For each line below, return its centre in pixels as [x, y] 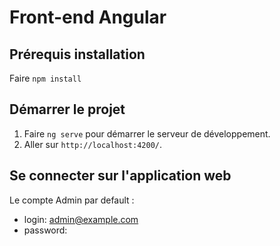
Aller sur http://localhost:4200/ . [93, 144]
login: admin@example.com [81, 219]
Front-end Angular [88, 17]
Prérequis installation [77, 54]
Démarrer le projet [67, 109]
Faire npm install [45, 78]
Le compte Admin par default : [72, 200]
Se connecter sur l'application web [120, 176]
